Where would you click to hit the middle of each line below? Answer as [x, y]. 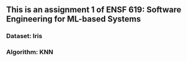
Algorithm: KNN [30, 52]
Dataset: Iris [24, 36]
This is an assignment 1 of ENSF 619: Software [94, 10]
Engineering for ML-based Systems [74, 19]
